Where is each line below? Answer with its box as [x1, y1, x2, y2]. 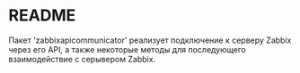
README [8, 5, 76, 26]
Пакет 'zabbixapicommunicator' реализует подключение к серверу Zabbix [8, 35, 292, 45]
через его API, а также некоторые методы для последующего [8, 44, 246, 54]
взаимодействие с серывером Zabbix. [8, 53, 156, 64]
